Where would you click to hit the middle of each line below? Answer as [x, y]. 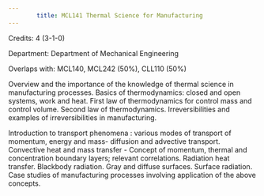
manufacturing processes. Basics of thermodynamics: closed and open [124, 92]
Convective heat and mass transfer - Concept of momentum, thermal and [128, 149]
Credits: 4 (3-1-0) [37, 38]
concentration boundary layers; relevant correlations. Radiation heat [119, 158]
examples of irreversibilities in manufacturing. [83, 117]
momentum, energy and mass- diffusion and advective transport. [114, 141]
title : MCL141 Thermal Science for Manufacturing [120, 15]
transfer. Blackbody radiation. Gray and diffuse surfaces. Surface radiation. [130, 166]
